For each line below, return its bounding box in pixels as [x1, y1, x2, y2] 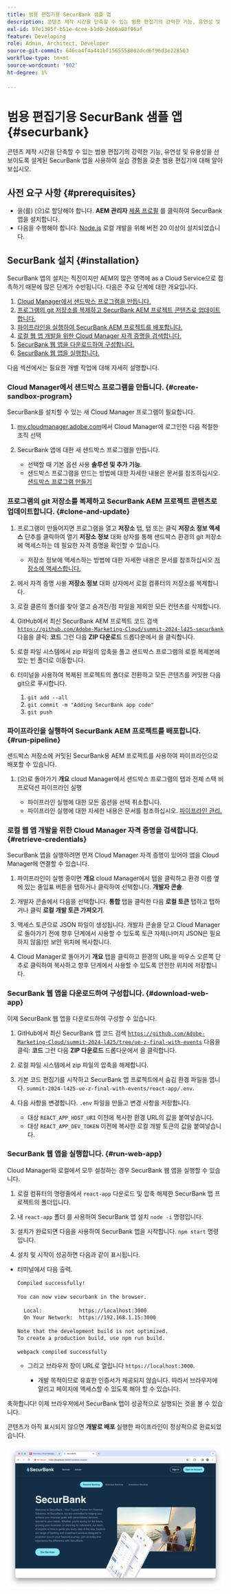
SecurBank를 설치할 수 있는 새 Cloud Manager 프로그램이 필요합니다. [7, 408, 195, 416]
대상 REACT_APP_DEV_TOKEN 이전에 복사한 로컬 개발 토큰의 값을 [27, 1122, 192, 1130]
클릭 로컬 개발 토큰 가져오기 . [30, 906, 104, 915]
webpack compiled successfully [16, 1348, 107, 1355]
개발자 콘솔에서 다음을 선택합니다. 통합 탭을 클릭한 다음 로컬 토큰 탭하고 [16, 897, 208, 906]
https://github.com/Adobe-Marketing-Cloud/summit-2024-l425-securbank [16, 626, 224, 633]
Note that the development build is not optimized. [16, 1328, 168, 1335]
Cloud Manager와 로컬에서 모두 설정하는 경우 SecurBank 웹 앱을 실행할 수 [7, 1166, 208, 1174]
